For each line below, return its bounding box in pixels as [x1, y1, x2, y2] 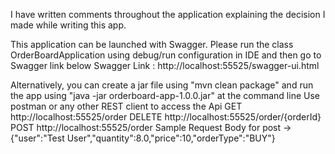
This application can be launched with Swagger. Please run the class [10, 39, 294, 50]
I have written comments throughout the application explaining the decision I [10, 9, 326, 20]
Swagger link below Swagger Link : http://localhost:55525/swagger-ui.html [10, 60, 320, 71]
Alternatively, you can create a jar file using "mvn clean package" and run [10, 79, 314, 91]
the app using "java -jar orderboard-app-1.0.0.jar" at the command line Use [10, 90, 320, 101]
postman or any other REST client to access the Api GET [10, 100, 243, 112]
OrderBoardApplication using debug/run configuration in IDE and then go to [10, 49, 322, 61]
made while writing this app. [10, 19, 127, 31]
